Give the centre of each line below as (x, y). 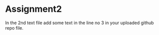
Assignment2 (34, 9)
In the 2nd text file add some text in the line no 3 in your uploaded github (79, 23)
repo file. (14, 28)
